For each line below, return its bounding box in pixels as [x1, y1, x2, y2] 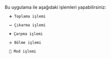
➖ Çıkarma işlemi [9, 22, 46, 27]
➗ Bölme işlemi [9, 40, 41, 45]
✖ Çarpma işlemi [9, 31, 43, 36]
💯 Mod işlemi [9, 49, 36, 54]
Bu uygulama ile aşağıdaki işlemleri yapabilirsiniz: [4, 4, 106, 10]
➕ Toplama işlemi [9, 14, 46, 19]
